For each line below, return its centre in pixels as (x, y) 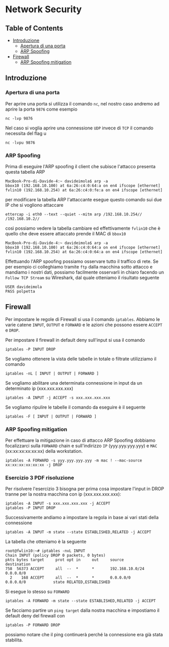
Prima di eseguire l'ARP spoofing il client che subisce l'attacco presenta (80, 166)
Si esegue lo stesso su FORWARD (37, 591)
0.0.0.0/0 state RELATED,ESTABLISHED (58, 582)
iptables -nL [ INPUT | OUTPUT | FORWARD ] (52, 373)
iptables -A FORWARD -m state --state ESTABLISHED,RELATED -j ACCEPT (81, 601)
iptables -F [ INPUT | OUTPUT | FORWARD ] (51, 416)
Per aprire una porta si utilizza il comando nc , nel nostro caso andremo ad (82, 103)
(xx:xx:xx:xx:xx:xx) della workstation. (44, 451)
